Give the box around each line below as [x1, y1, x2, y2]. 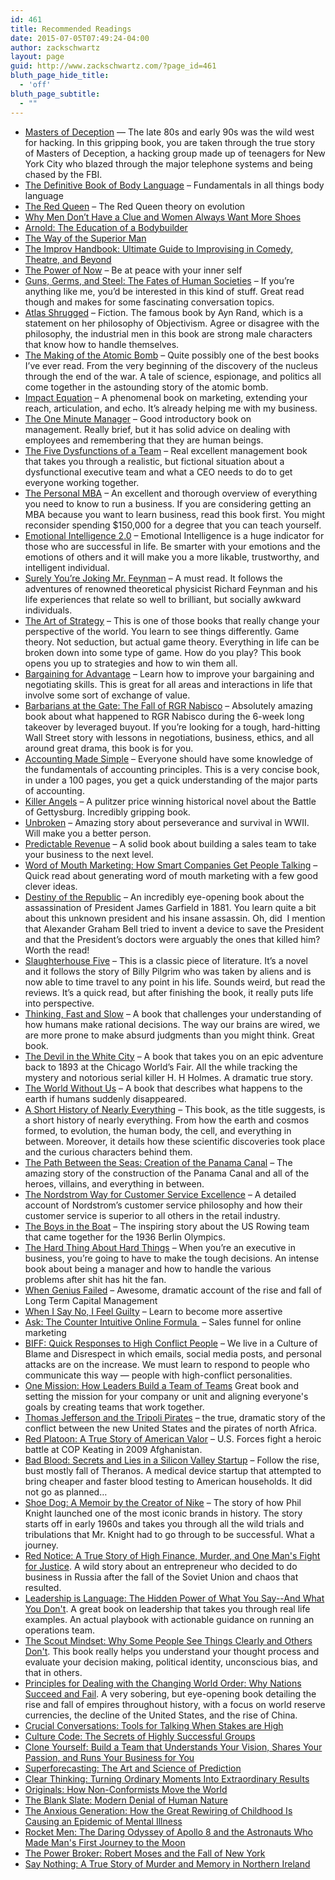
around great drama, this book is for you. [24, 742, 194, 754]
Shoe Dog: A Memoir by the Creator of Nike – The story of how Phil [24, 1496, 302, 1508]
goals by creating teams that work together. [24, 1401, 205, 1413]
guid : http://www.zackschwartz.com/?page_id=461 [10, 61, 217, 71]
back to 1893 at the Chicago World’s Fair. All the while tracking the [24, 1061, 298, 1073]
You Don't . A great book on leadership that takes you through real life [24, 1602, 311, 1615]
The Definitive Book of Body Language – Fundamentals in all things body [24, 179, 325, 191]
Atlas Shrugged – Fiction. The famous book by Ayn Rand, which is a [24, 306, 304, 318]
